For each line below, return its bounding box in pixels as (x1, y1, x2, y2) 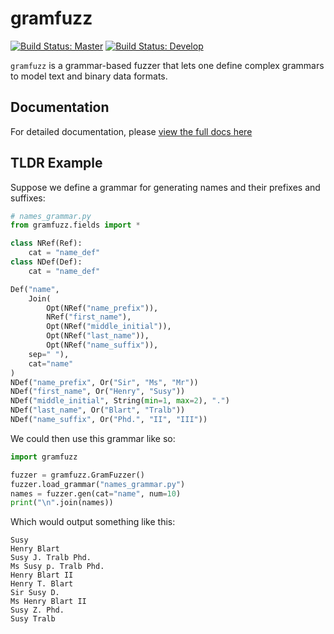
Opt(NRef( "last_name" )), (46, 331, 150, 341)
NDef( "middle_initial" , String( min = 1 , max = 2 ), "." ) (10, 396, 230, 406)
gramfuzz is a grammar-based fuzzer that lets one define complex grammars (10, 59, 325, 71)
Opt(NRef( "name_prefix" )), (46, 303, 159, 313)
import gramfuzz (10, 452, 78, 462)
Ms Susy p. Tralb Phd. (10, 562, 105, 572)
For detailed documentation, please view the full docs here (10, 125, 253, 137)
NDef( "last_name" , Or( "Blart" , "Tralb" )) (10, 405, 186, 416)
